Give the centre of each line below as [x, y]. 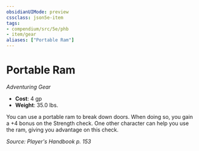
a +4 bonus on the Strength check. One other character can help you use [98, 123]
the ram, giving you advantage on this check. [63, 129]
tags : [13, 23]
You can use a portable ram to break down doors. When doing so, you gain [100, 116]
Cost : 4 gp [28, 98]
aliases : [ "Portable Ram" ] [40, 40]
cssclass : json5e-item [35, 18]
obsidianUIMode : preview [38, 12]
